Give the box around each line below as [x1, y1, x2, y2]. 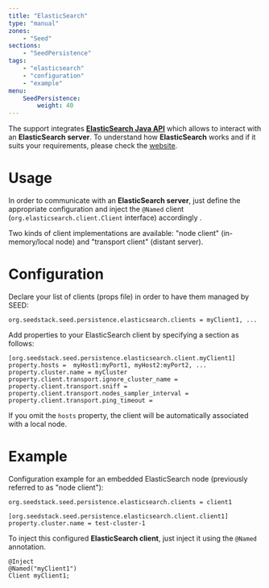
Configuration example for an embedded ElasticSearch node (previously [8, 474, 248, 483]
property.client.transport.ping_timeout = [8, 396, 153, 404]
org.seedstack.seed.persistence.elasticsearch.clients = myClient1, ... [8, 316, 258, 324]
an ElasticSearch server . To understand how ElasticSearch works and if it [8, 132, 256, 142]
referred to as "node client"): [8, 482, 104, 492]
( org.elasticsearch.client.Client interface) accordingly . [8, 213, 203, 222]
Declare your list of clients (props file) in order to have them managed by [8, 292, 250, 301]
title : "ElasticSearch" [8, 11, 89, 20]
